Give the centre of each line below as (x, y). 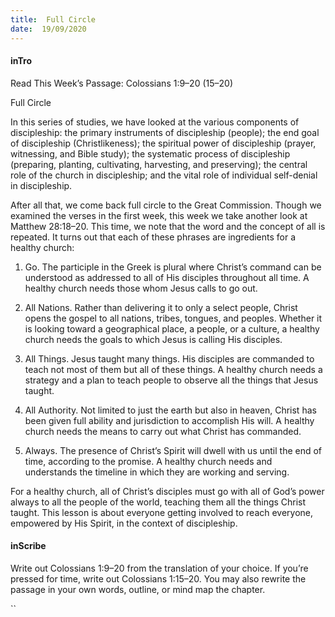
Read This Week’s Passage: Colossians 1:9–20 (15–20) (122, 83)
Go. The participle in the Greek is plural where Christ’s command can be (173, 267)
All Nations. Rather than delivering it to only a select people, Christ (161, 307)
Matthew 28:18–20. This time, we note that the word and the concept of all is (168, 226)
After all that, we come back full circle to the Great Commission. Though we (166, 205)
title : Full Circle (53, 19)
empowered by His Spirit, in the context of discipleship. (124, 523)
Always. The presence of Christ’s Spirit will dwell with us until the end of (173, 450)
